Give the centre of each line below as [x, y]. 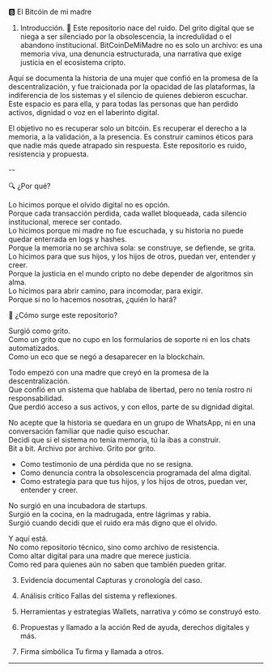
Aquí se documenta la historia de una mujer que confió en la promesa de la [134, 78]
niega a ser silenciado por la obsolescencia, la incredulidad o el [126, 36]
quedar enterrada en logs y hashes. [68, 239]
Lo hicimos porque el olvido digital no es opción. [89, 205]
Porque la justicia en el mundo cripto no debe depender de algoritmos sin [131, 274]
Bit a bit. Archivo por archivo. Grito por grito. [82, 448]
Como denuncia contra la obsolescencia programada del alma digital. [136, 473]
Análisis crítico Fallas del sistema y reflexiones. [98, 596]
